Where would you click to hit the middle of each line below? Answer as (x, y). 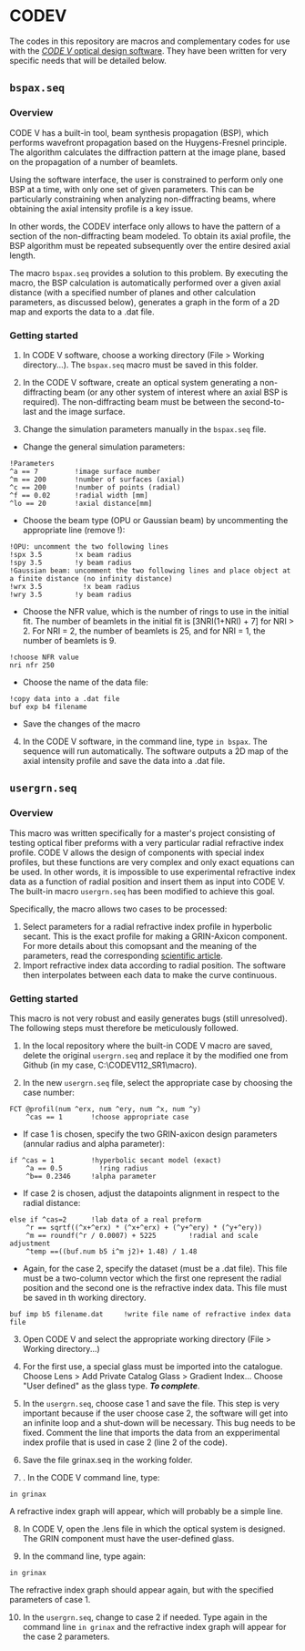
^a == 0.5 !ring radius (87, 1168)
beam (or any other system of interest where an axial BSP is (176, 392)
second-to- (263, 401)
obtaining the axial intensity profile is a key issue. (102, 208)
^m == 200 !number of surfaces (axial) (97, 480)
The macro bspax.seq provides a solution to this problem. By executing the (149, 273)
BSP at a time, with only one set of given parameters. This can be (132, 189)
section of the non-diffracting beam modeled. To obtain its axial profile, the (150, 236)
